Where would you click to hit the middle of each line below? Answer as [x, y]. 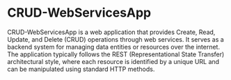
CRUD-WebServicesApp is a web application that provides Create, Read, [111, 32]
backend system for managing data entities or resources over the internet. [114, 47]
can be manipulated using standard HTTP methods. [81, 69]
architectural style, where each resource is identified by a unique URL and [113, 61]
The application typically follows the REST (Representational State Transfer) [116, 54]
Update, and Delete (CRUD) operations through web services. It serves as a [115, 39]
